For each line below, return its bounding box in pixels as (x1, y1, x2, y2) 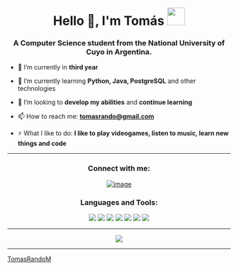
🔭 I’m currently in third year (17, 63, 98, 72)
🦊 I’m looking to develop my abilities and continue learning (17, 98, 193, 106)
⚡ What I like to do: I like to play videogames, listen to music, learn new (17, 129, 229, 137)
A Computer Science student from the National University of (13, 38, 225, 48)
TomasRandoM (7, 255, 52, 264)
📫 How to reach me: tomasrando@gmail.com (17, 112, 154, 120)
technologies (17, 84, 56, 93)
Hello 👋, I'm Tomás (52, 13, 165, 29)
